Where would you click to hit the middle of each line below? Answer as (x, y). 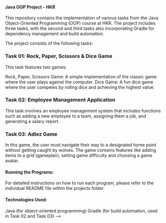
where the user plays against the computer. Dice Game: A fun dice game (79, 82)
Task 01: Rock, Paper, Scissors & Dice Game (59, 56)
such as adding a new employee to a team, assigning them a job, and (76, 116)
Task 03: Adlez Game (31, 134)
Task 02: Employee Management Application (60, 100)
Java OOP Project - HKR (30, 7)
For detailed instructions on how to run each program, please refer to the (80, 183)
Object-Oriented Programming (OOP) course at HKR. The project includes (81, 23)
